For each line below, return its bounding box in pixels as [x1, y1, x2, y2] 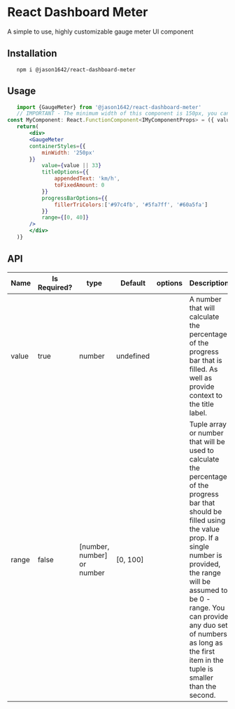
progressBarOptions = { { [41, 194, 108, 201]
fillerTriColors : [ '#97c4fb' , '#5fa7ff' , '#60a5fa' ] [54, 201, 208, 208]
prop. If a [189, 533, 219, 543]
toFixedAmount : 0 [54, 182, 105, 189]
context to [189, 390, 222, 400]
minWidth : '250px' [41, 149, 96, 156]
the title [189, 399, 215, 409]
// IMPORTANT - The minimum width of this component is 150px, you [16, 110, 218, 117]
